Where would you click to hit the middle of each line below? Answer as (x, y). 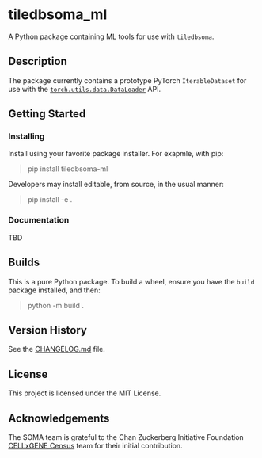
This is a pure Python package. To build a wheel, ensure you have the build (131, 281)
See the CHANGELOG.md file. (57, 349)
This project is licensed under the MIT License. (85, 393)
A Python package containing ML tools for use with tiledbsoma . (111, 36)
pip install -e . (50, 200)
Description (38, 61)
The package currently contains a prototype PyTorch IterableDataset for (127, 80)
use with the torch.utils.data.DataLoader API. (85, 89)
